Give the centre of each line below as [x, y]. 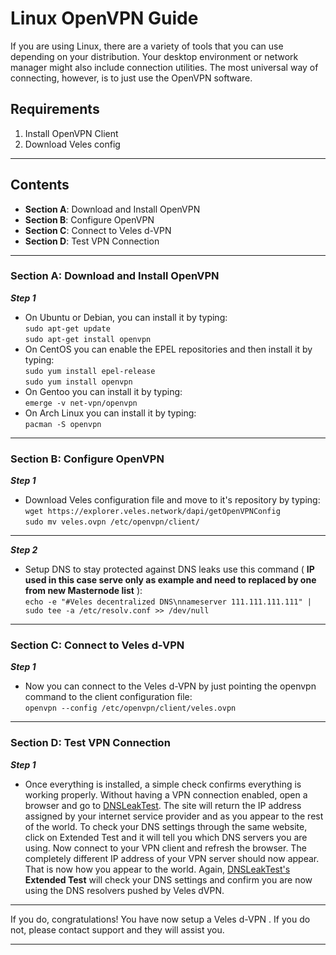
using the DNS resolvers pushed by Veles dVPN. [124, 890]
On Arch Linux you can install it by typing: [110, 413]
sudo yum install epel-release [90, 371]
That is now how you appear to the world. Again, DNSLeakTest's [157, 869]
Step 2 [24, 550]
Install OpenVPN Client [71, 133]
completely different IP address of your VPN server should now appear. [172, 858]
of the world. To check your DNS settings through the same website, [166, 826]
